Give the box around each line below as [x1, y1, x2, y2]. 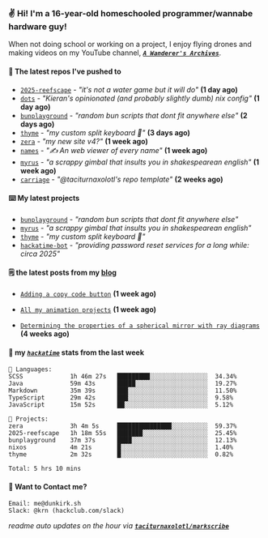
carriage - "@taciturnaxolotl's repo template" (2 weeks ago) [19, 174, 224, 184]
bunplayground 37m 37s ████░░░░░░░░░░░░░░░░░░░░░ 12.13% [8, 437, 237, 445]
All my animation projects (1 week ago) [19, 304, 156, 314]
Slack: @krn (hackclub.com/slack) [8, 506, 125, 515]
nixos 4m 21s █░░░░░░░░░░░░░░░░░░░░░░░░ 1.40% [8, 443, 233, 452]
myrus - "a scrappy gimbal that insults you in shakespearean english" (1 [19, 157, 260, 167]
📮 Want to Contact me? [8, 481, 87, 491]
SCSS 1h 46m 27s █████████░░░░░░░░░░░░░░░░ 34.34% [8, 373, 237, 381]
